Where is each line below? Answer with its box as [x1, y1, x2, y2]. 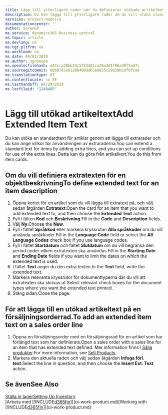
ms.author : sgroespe [5, 59, 48, 64]
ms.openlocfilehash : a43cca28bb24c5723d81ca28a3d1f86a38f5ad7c [5, 63, 140, 68]
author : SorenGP [5, 26, 39, 31]
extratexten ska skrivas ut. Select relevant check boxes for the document [12, 280, 162, 286]
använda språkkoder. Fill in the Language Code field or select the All [12, 232, 153, 238]
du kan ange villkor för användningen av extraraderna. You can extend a [5, 141, 152, 147]
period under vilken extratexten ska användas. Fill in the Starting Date [12, 248, 156, 254]
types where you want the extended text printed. [12, 285, 113, 291]
